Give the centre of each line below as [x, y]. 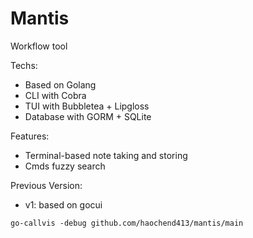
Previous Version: [46, 185]
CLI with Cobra [55, 95]
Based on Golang [60, 84]
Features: [30, 136]
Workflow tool [39, 46]
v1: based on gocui [63, 204]
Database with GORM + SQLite [88, 116]
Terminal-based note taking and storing [106, 155]
